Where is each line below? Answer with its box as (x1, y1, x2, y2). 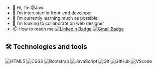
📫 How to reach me (12, 26, 54, 32)
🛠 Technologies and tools (5, 42, 87, 51)
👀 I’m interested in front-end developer (12, 10, 92, 16)
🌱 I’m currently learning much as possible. (12, 15, 99, 21)
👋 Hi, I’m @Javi (12, 5, 44, 10)
